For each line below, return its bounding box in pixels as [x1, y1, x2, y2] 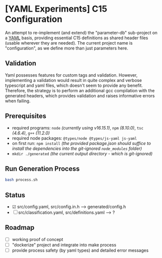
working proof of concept [12, 236, 63, 242]
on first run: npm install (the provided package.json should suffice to [12, 140, 151, 146]
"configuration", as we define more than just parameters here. [5, 45, 129, 51]
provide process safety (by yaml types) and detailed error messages [12, 247, 149, 253]
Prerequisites [5, 112, 46, 120]
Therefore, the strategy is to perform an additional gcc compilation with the [5, 87, 155, 93]
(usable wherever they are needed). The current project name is [5, 40, 133, 46]
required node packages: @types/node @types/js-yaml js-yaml [12, 135, 137, 141]
